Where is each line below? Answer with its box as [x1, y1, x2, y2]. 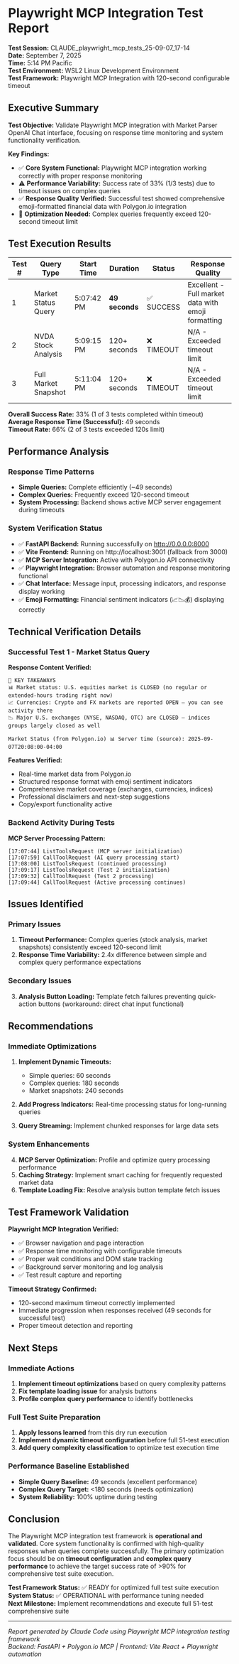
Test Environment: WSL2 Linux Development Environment [8, 66, 179, 75]
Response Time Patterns [8, 467, 95, 477]
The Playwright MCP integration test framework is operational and [8, 1532, 203, 1540]
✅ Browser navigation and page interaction [18, 1238, 145, 1248]
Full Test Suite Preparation [8, 1412, 101, 1422]
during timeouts [18, 506, 65, 514]
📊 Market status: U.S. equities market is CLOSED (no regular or [8, 684, 208, 691]
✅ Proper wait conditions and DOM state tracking [18, 1255, 162, 1263]
